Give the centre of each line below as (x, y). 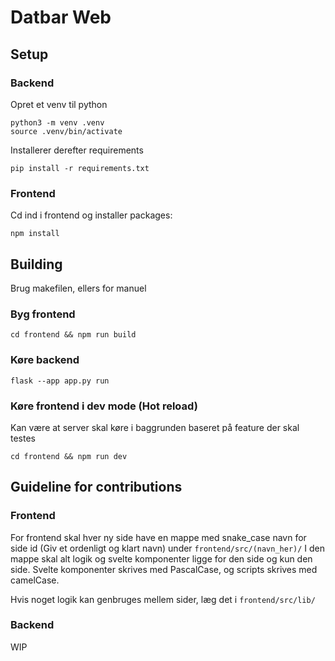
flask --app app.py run (60, 381)
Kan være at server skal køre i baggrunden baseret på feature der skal (155, 427)
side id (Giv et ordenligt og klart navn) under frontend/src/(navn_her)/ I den (168, 548)
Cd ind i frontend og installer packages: (91, 215)
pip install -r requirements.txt (80, 168)
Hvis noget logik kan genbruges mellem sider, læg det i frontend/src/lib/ (163, 599)
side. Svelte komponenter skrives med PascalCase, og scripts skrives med (164, 569)
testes (23, 438)
